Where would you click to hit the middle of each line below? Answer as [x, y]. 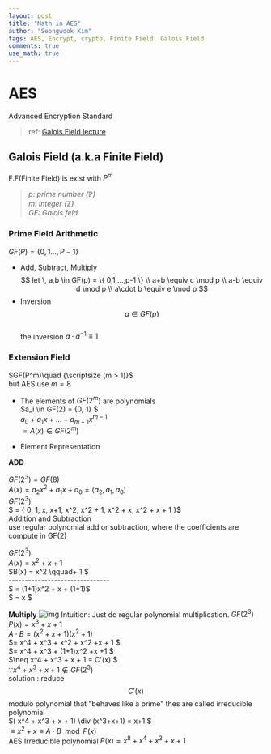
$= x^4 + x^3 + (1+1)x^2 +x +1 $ [61, 651]
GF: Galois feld [53, 213]
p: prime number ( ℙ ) [62, 194]
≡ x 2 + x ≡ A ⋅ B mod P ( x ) [54, 730]
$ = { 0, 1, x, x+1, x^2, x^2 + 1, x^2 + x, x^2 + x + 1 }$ [95, 510]
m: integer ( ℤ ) [51, 204]
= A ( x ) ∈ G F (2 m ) [51, 430]
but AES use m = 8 [40, 383]
